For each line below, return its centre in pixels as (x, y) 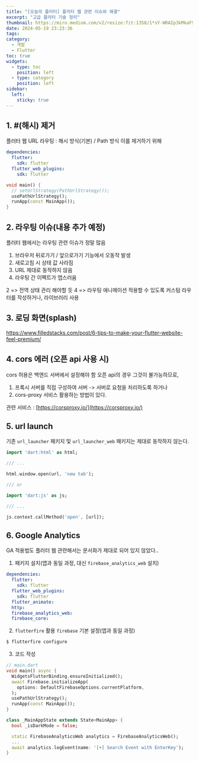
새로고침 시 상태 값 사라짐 (44, 263)
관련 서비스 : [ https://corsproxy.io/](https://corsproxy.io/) (75, 407)
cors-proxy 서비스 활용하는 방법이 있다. (60, 394)
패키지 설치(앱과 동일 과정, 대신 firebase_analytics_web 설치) (87, 563)
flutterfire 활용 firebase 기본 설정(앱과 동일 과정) (75, 631)
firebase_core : (30, 618)
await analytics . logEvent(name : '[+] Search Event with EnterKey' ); (98, 747)
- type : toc (26, 67)
